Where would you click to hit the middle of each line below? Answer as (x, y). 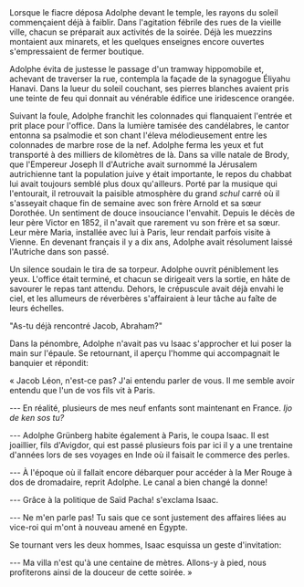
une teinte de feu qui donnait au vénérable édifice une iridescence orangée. (152, 99)
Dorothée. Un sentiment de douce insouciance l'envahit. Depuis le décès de (152, 213)
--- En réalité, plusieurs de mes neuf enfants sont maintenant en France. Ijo (151, 408)
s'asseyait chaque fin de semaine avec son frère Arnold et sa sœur (136, 204)
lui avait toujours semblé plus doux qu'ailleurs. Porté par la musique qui (144, 184)
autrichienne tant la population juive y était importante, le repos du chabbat (151, 174)
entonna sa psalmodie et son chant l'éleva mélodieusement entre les (138, 135)
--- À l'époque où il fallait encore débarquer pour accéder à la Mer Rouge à (151, 473)
